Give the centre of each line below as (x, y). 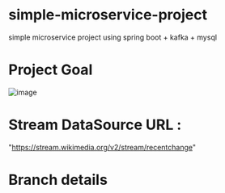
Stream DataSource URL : (95, 125)
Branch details (58, 180)
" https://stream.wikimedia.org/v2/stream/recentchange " (102, 147)
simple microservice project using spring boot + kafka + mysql (112, 37)
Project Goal (51, 70)
